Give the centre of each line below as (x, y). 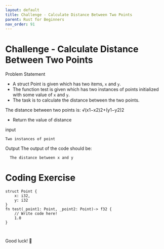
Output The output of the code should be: (49, 148)
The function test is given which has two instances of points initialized (86, 89)
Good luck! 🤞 (19, 241)
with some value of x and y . (41, 95)
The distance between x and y (42, 158)
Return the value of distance (42, 120)
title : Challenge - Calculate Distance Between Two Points (69, 15)
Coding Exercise (40, 178)
